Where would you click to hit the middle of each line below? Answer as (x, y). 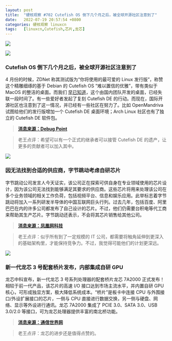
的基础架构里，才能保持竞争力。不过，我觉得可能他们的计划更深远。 (90, 243)
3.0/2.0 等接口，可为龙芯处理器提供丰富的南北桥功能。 (63, 312)
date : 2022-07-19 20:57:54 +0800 (43, 20)
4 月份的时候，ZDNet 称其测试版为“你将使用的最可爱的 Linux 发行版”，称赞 (84, 80)
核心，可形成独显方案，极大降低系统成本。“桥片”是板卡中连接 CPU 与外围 (83, 292)
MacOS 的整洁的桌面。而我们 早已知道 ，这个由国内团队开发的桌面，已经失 (84, 92)
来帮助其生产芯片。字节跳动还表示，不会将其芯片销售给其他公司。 (75, 215)
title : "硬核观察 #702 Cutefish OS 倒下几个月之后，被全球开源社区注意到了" (81, 15)
